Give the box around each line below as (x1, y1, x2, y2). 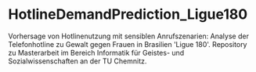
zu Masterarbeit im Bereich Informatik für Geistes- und (8, 48, 185, 57)
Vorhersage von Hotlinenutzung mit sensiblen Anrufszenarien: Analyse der (8, 31, 249, 41)
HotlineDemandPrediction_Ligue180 (8, 5, 248, 23)
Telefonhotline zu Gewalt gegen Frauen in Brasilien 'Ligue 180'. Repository (8, 39, 247, 49)
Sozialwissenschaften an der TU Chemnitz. (8, 56, 147, 66)
